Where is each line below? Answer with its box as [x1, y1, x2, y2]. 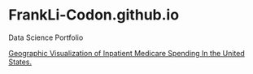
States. [8, 57, 33, 67]
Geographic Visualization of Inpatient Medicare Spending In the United [8, 48, 246, 58]
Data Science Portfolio [8, 33, 84, 42]
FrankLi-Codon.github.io [8, 6, 180, 24]
